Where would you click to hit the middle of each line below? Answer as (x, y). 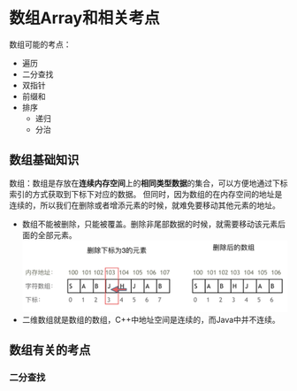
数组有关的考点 (50, 350)
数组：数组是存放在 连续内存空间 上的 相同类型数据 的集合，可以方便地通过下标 (148, 183)
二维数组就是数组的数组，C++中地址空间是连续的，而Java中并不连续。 (151, 319)
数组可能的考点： (40, 44)
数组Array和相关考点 (85, 18)
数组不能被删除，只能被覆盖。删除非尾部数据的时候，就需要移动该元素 (150, 224)
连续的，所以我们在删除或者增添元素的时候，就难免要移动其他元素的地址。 (145, 205)
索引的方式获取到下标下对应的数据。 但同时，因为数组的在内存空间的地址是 (146, 194)
